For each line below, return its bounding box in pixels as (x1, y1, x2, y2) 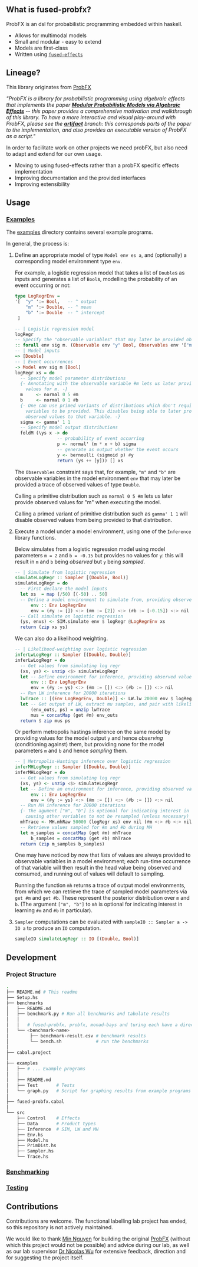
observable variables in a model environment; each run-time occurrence (14, 858, 191, 865)
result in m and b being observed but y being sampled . (14, 558, 146, 565)
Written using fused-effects (14, 50, 84, 58)
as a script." (6, 132, 36, 139)
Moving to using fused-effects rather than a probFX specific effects (14, 162, 179, 169)
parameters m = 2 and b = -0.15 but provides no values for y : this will (14, 551, 184, 559)
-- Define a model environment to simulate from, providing (20, 596, 171, 603)
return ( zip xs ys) (20, 624, 68, 631)
